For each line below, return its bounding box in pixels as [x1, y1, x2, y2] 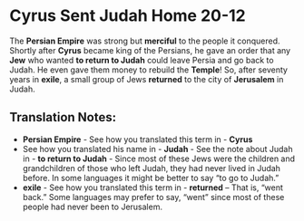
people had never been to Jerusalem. [22, 201, 163, 212]
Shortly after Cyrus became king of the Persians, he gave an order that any [9, 44, 291, 55]
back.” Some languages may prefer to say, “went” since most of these [22, 191, 285, 202]
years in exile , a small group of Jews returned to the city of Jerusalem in [9, 73, 284, 84]
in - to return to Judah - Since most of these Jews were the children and [22, 153, 296, 164]
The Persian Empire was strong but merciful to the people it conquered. [9, 35, 280, 46]
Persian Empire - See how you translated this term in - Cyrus [22, 133, 253, 145]
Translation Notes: [9, 110, 116, 125]
